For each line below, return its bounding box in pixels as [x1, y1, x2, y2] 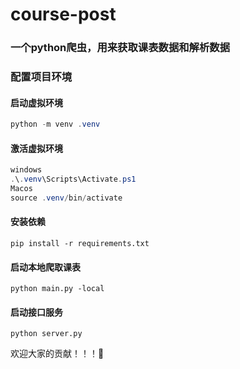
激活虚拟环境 [10, 142, 63, 154]
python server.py [10, 329, 83, 339]
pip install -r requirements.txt [10, 239, 150, 249]
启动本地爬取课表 [10, 261, 81, 273]
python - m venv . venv [10, 119, 101, 130]
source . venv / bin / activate [10, 193, 123, 203]
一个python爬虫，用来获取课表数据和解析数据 [10, 41, 231, 55]
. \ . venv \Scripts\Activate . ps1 [10, 174, 137, 185]
